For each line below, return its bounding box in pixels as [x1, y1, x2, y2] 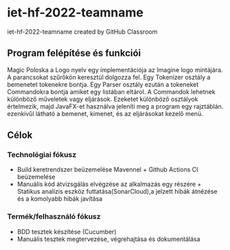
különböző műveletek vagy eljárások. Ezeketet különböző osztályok [7, 95, 198, 103]
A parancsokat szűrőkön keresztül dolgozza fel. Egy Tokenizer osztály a [7, 73, 211, 81]
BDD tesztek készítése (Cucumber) [16, 227, 117, 236]
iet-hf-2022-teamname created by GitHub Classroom [7, 27, 158, 36]
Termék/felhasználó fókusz [7, 212, 101, 221]
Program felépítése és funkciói [7, 47, 141, 59]
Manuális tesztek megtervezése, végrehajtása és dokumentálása [16, 235, 200, 243]
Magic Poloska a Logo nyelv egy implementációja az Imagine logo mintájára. [7, 65, 223, 73]
